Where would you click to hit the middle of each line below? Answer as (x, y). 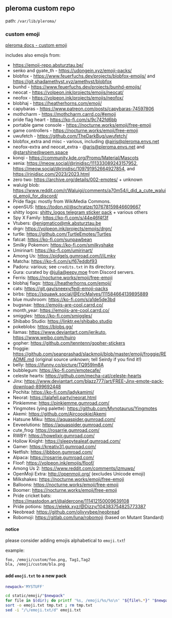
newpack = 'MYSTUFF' (25, 587)
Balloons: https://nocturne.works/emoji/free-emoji (66, 485)
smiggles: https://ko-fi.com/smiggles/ (52, 316)
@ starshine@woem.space (40, 152)
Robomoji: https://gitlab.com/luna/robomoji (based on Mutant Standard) (88, 517)
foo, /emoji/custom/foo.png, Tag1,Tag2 (48, 560)
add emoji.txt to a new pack (36, 575)
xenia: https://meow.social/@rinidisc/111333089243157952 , (75, 163)
